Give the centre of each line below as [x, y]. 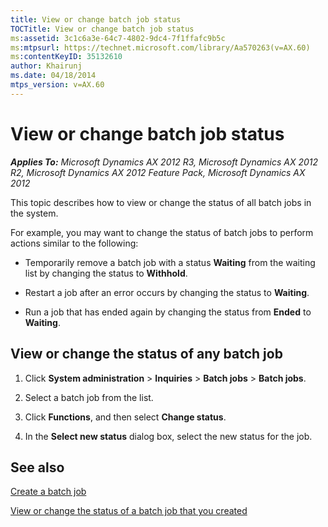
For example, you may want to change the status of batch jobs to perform [162, 232]
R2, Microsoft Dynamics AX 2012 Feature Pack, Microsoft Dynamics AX [158, 172]
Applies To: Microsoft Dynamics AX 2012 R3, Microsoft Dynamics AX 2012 [164, 162]
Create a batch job [48, 492]
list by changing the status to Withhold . [106, 273]
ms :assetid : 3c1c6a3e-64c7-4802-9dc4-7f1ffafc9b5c [118, 38]
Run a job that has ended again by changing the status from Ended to [168, 312]
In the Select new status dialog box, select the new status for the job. [168, 436]
